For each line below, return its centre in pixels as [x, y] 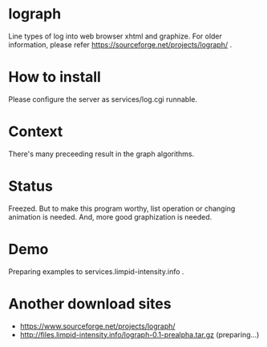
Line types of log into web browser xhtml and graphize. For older [115, 36]
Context [36, 132]
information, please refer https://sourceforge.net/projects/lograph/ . [120, 44]
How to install [55, 77]
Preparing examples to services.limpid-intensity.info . [96, 271]
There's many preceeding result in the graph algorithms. [101, 154]
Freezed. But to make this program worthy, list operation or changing [122, 208]
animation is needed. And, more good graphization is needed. [110, 216]
